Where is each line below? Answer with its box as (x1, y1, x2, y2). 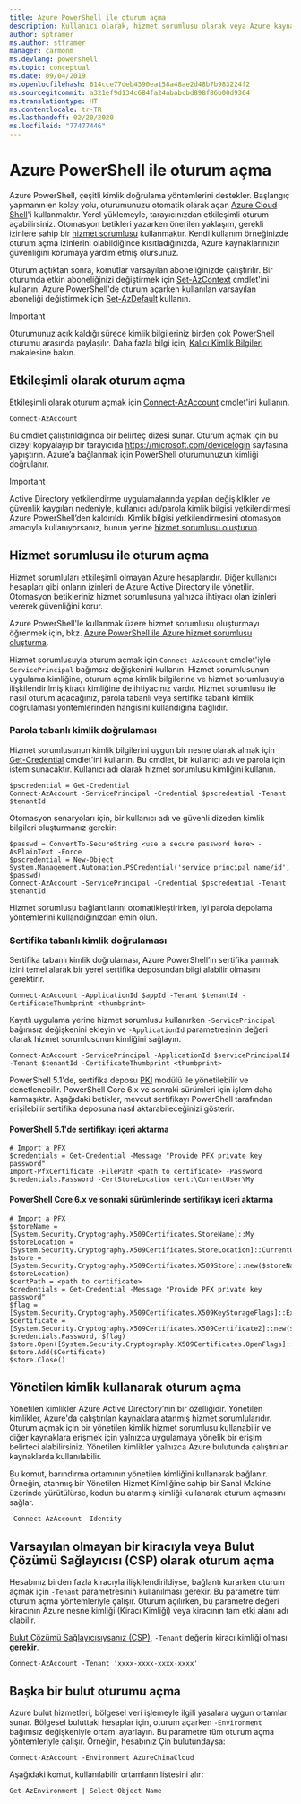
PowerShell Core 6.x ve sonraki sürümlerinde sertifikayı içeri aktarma (9, 1194, 274, 1204)
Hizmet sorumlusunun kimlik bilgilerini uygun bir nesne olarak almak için (9, 744, 275, 755)
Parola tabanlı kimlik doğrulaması (9, 724, 158, 737)
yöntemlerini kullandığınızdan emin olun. (9, 912, 159, 923)
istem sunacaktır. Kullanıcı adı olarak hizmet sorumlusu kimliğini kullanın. (9, 764, 276, 775)
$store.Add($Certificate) (9, 1347, 106, 1356)
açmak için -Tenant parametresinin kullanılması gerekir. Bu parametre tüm (9, 1586, 280, 1598)
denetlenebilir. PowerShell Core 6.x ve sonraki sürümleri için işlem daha (9, 1084, 273, 1095)
